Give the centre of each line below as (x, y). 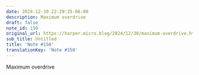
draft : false (22, 22)
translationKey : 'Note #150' (42, 50)
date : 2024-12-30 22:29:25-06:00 (47, 12)
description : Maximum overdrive (46, 17)
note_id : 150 (22, 28)
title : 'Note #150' (30, 45)
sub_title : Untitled (32, 39)
